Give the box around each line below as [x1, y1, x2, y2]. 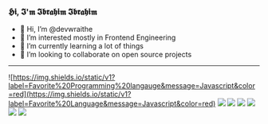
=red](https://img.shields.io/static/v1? [8, 90, 132, 99]
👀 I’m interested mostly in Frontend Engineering [19, 33, 176, 42]
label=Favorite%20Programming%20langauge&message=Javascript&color [8, 81, 255, 91]
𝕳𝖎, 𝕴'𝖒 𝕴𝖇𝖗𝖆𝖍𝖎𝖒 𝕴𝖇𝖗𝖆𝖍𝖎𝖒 [8, 6, 97, 17]
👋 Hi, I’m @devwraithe [19, 25, 93, 34]
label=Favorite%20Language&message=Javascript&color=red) [8, 99, 216, 109]
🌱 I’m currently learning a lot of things [19, 41, 144, 51]
